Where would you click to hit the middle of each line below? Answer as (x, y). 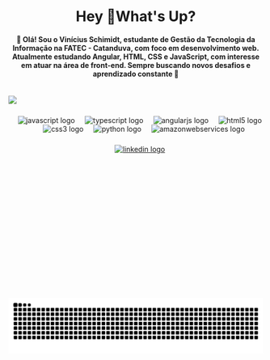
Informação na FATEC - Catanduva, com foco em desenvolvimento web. (136, 48)
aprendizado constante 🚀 (136, 74)
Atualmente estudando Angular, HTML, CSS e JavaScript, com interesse (136, 57)
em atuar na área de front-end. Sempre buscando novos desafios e (136, 65)
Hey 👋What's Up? (136, 17)
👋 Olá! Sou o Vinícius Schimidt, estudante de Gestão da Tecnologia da (136, 39)
